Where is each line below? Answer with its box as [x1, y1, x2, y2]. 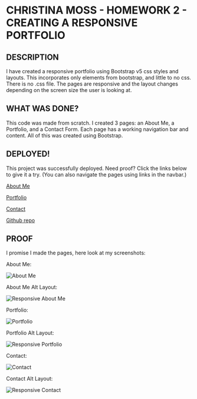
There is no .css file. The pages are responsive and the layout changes [6, 80, 179, 87]
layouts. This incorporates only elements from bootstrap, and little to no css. [6, 74, 192, 81]
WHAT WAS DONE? [6, 104, 79, 114]
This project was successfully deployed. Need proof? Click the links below [6, 165, 188, 172]
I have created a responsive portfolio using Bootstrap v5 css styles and [6, 68, 179, 74]
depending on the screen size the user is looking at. [6, 87, 132, 93]
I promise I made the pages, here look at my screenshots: [6, 249, 146, 257]
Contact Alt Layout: [6, 375, 53, 382]
